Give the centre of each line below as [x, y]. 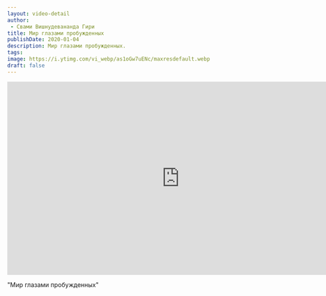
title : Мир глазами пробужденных [56, 33]
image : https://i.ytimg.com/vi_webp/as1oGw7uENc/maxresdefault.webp [109, 59]
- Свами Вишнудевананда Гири [53, 26]
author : [18, 20]
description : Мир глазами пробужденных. [67, 46]
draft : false [26, 65]
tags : [15, 53]
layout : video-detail [39, 14]
